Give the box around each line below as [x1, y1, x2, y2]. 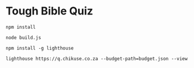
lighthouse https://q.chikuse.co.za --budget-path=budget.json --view [5, 55, 188, 61]
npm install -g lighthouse [5, 45, 74, 51]
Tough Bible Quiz [5, 4, 93, 18]
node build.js [5, 34, 42, 40]
